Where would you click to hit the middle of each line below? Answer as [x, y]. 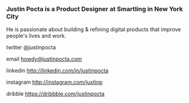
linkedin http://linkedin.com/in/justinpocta [57, 71]
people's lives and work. [36, 36]
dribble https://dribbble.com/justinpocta [55, 94]
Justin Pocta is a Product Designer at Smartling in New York [95, 9]
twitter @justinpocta [31, 47]
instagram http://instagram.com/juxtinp [54, 82]
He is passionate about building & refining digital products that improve [94, 29]
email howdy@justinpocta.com [44, 59]
